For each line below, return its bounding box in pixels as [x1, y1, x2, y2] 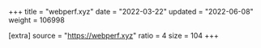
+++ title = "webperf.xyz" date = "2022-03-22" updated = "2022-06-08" [8, 7, 254, 16]
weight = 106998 [8, 15, 65, 25]
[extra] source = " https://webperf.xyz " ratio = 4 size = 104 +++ [8, 31, 219, 40]
